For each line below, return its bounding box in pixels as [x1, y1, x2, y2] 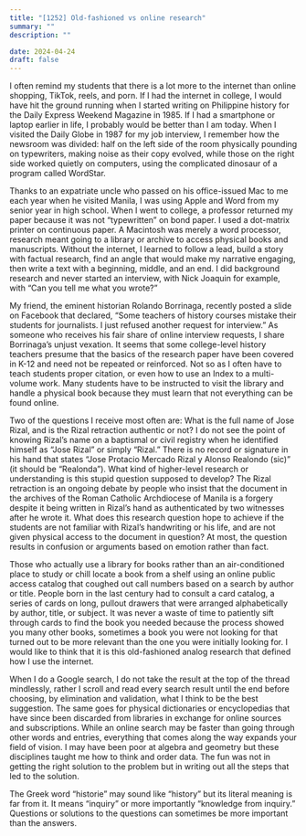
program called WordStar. [9, 168, 107, 179]
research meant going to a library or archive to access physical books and [9, 234, 289, 245]
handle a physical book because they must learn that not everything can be [9, 387, 294, 398]
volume [9, 378, 38, 389]
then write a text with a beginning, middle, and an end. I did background [9, 263, 280, 274]
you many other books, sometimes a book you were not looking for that [9, 627, 279, 638]
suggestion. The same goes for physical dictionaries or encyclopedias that [9, 703, 290, 714]
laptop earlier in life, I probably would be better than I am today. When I [9, 120, 277, 131]
